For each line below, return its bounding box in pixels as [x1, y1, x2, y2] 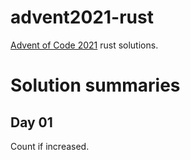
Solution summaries [10, 74, 181, 97]
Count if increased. [10, 140, 90, 152]
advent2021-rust [10, 6, 154, 29]
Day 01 [10, 114, 53, 131]
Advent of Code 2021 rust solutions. [10, 39, 159, 51]
